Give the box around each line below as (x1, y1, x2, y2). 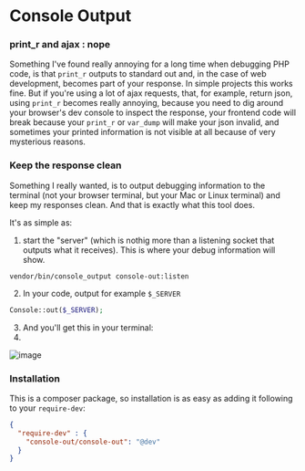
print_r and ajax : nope (9, 38, 111, 51)
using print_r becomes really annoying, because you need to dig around (9, 98, 284, 109)
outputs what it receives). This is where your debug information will (22, 244, 276, 256)
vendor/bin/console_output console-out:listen (9, 271, 189, 281)
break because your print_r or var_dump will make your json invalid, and (9, 117, 280, 128)
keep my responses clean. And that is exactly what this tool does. (9, 199, 255, 210)
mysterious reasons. (9, 136, 86, 147)
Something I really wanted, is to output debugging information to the (9, 180, 266, 191)
